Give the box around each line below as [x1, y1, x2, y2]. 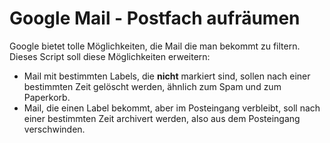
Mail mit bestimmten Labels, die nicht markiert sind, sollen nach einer [23, 70, 311, 82]
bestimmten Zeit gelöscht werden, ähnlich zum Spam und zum [23, 80, 282, 92]
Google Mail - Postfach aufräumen [9, 7, 301, 30]
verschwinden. [23, 123, 86, 135]
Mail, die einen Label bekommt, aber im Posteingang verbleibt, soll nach [23, 102, 321, 114]
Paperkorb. [23, 91, 71, 103]
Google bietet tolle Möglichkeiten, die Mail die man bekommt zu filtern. [9, 40, 301, 52]
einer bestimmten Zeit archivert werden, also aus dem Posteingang [23, 112, 301, 124]
